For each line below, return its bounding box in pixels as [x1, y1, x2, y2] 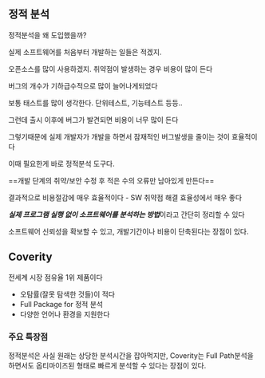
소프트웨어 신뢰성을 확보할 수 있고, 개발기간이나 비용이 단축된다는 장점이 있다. [8, 226, 249, 236]
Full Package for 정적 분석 [19, 299, 104, 309]
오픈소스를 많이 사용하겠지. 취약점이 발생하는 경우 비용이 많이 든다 [8, 64, 213, 73]
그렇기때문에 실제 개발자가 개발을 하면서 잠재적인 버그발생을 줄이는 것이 [8, 132, 230, 141]
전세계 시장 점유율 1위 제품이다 [8, 272, 103, 282]
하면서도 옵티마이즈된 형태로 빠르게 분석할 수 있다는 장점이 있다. [8, 360, 207, 370]
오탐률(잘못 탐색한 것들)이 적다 [19, 289, 116, 299]
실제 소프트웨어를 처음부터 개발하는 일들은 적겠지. [8, 47, 162, 57]
